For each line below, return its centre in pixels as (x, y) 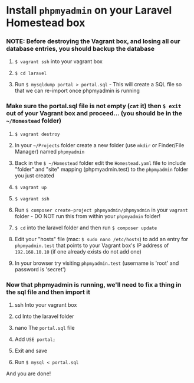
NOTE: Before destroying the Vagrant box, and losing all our (93, 41)
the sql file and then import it (48, 292)
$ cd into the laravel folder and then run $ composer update (86, 228)
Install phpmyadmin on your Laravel (89, 10)
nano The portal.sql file (45, 328)
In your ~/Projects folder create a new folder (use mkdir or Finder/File (99, 145)
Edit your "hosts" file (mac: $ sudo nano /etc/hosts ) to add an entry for (101, 239)
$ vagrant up (31, 187)
